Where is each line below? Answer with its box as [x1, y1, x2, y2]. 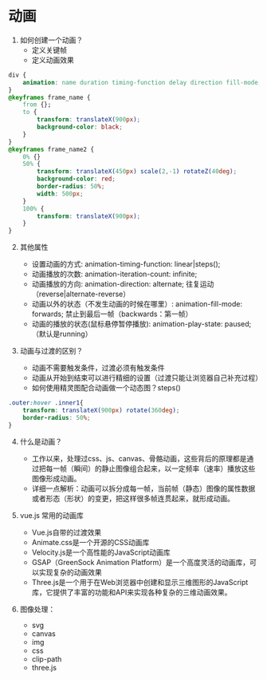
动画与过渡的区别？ [19, 346, 84, 356]
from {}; [22, 101, 52, 109]
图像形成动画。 [31, 473, 81, 483]
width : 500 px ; [37, 189, 84, 198]
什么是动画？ [19, 437, 62, 446]
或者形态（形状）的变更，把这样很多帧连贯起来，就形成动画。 [31, 493, 235, 503]
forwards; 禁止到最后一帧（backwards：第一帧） [31, 309, 193, 319]
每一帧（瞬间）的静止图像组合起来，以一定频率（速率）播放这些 [45, 464, 256, 473]
